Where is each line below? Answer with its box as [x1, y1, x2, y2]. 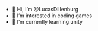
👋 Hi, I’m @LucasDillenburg [11, 6, 79, 13]
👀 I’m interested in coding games [11, 12, 93, 19]
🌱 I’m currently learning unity [11, 18, 83, 25]
